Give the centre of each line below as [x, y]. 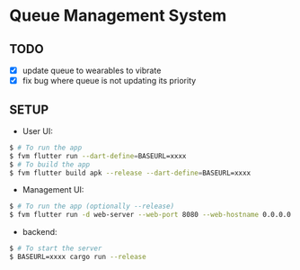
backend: [40, 232]
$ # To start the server [56, 248]
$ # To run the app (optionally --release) [92, 207]
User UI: [38, 130]
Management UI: [53, 190]
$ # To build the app [50, 164]
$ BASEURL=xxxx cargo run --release [78, 257]
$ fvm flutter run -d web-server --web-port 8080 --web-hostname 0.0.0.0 [150, 215]
